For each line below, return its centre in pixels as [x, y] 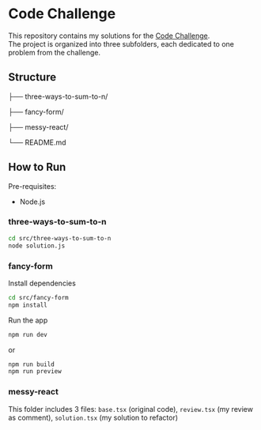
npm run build [32, 364]
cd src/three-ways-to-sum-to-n [60, 238]
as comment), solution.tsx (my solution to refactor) [93, 417]
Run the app [28, 320]
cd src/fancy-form [38, 297]
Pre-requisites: [32, 186]
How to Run [37, 167]
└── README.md [37, 142]
